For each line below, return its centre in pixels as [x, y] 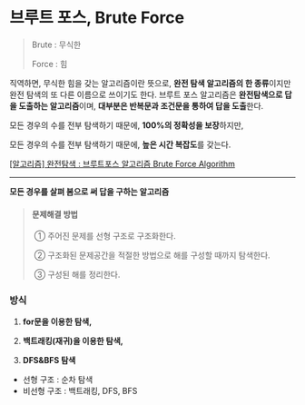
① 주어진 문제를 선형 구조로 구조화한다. [105, 236]
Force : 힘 [49, 64]
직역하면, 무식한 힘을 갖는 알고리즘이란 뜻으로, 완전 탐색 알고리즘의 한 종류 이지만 [150, 83]
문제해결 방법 [55, 214]
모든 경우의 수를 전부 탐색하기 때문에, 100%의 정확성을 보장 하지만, [127, 125]
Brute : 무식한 [56, 44]
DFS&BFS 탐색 [49, 361]
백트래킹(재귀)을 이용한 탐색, [73, 341]
